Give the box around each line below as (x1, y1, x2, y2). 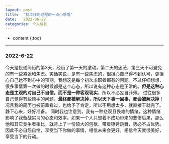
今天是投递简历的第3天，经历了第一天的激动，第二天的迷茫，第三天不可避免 (5, 64, 162, 70)
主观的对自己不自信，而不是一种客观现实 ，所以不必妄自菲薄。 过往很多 (14, 89, 161, 95)
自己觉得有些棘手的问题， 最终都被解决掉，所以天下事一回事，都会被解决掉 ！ (5, 96, 164, 102)
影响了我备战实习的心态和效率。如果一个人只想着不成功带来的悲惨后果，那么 (5, 114, 164, 120)
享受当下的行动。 (5, 133, 41, 139)
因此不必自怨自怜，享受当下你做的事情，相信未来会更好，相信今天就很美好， (5, 127, 164, 133)
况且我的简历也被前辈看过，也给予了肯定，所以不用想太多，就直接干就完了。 (5, 102, 164, 108)
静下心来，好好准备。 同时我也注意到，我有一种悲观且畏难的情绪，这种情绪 (5, 108, 161, 114)
